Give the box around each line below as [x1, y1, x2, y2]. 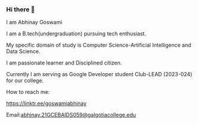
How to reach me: [6, 89, 50, 96]
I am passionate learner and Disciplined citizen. [6, 59, 122, 67]
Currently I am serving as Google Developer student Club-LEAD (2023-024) [6, 71, 193, 78]
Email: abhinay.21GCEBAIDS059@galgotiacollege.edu [6, 112, 136, 119]
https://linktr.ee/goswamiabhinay [6, 100, 87, 107]
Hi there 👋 [6, 5, 36, 14]
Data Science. [6, 48, 40, 55]
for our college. [6, 77, 44, 84]
